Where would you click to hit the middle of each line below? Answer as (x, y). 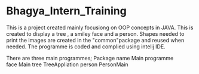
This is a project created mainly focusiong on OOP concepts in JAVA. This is (100, 27)
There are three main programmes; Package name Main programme (90, 58)
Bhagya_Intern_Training (66, 11)
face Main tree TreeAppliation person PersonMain (67, 64)
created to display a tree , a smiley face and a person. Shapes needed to (95, 33)
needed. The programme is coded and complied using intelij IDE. (86, 47)
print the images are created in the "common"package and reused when (95, 40)
